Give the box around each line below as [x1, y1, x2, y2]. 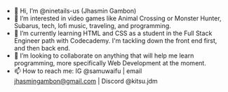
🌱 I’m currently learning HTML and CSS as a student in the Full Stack [13, 29, 213, 37]
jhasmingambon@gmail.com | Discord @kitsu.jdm [13, 77, 158, 85]
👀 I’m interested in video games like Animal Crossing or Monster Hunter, [13, 14, 222, 22]
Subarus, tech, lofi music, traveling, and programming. [13, 22, 172, 29]
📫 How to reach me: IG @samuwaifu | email [13, 67, 142, 75]
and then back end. [13, 44, 70, 52]
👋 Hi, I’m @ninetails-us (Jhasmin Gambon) [13, 7, 137, 15]
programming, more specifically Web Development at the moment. [13, 59, 207, 67]
